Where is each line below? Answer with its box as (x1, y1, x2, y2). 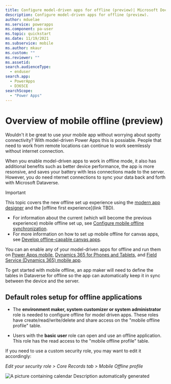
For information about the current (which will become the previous (12, 215, 152, 221)
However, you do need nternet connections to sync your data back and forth (5, 174, 166, 180)
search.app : (5, 74, 31, 79)
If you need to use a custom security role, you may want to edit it (5, 348, 141, 354)
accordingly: (5, 353, 32, 359)
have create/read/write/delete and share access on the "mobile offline (12, 317, 160, 323)
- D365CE (10, 83, 28, 88)
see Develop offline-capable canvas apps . (12, 236, 102, 243)
